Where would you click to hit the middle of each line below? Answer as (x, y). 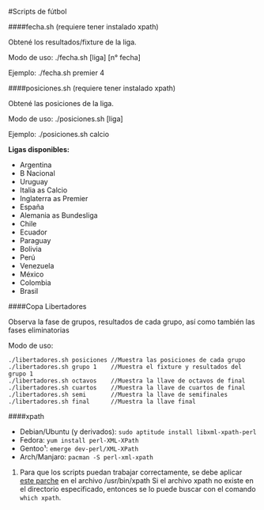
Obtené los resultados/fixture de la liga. (72, 42)
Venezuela (37, 266)
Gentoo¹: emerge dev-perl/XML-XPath (79, 448)
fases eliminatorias (39, 330)
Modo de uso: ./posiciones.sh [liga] (66, 119)
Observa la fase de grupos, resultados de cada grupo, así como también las (132, 322)
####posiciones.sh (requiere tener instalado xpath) (92, 88)
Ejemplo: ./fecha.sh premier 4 (57, 73)
